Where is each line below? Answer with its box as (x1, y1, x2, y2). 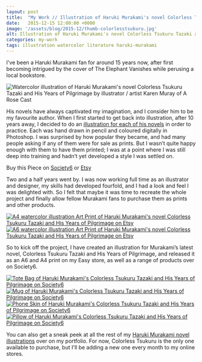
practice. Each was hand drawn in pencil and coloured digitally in (6, 127, 168, 134)
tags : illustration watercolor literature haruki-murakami (6, 43, 158, 49)
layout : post (6, 8, 39, 15)
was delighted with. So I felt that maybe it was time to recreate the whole (6, 188, 186, 195)
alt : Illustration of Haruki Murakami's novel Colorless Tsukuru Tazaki (6, 31, 192, 37)
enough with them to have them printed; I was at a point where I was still (6, 146, 186, 153)
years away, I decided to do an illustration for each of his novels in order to (6, 120, 191, 127)
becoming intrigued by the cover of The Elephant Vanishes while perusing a (6, 65, 194, 72)
